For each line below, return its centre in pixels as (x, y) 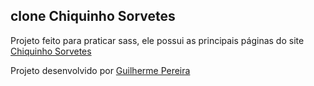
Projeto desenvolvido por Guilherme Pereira (100, 70)
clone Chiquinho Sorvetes (93, 16)
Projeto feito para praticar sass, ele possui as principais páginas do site (157, 40)
